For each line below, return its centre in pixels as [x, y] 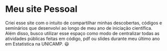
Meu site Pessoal [41, 9]
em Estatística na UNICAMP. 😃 [37, 44]
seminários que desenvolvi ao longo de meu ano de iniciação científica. [79, 28]
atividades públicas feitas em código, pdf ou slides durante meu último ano [82, 39]
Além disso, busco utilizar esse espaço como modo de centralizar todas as [82, 33]
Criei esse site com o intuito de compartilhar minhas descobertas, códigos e [84, 23]
